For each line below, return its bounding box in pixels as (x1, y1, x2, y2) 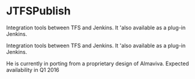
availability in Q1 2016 (6, 66, 60, 73)
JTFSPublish (6, 4, 71, 18)
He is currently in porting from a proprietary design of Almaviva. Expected (6, 60, 189, 67)
